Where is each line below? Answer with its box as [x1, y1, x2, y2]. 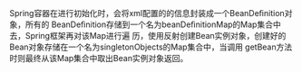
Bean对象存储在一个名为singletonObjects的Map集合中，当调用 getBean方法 [9, 41, 293, 52]
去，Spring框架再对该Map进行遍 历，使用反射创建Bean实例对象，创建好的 [9, 31, 287, 40]
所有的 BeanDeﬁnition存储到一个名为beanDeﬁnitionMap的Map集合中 [24, 19, 281, 30]
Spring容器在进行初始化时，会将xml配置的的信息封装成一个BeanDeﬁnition [9, 8, 286, 18]
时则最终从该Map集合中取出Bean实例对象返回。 [9, 53, 189, 63]
